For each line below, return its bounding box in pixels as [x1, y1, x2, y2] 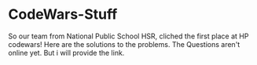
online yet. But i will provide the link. [8, 48, 125, 57]
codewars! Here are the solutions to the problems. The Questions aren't [8, 39, 240, 49]
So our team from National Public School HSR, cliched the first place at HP [8, 31, 249, 41]
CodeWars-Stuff [8, 5, 118, 23]
